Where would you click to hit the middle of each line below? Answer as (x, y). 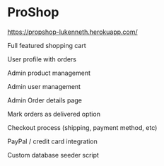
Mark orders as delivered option (54, 114)
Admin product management (49, 73)
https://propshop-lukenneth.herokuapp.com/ (72, 32)
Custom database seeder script (53, 155)
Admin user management (44, 86)
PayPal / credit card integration (52, 141)
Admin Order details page (45, 100)
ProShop (33, 12)
